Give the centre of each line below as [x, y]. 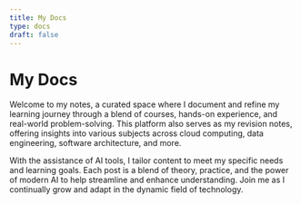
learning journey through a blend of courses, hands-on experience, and [144, 114]
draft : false [34, 34]
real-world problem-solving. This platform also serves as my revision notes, [151, 124]
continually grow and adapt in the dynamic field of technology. [126, 189]
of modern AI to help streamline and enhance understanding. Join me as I [147, 180]
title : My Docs [38, 18]
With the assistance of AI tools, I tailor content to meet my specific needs [146, 160]
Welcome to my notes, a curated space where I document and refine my [145, 104]
